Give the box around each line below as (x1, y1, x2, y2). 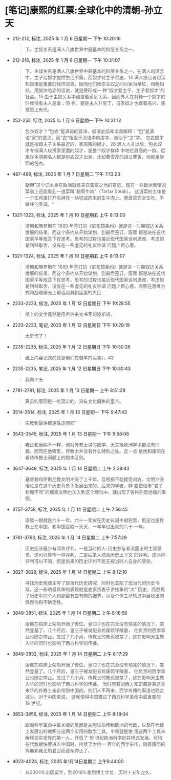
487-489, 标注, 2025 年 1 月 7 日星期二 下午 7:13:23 (12, 171, 121, 177)
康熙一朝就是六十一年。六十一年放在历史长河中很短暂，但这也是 (25, 517, 160, 523)
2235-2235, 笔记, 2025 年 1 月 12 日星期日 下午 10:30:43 (12, 365, 131, 372)
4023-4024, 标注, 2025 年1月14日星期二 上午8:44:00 (12, 758, 124, 764)
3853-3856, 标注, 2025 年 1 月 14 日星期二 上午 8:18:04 (12, 711, 129, 717)
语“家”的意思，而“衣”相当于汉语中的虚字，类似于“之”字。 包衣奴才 (25, 134, 164, 141)
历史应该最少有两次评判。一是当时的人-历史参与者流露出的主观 (25, 545, 158, 551)
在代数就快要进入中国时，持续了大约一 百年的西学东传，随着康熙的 (25, 741, 166, 747)
